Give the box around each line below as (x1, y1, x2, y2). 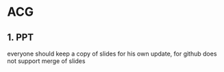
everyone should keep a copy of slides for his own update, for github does (7, 49, 217, 58)
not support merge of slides (7, 57, 86, 65)
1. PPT (7, 32, 34, 43)
